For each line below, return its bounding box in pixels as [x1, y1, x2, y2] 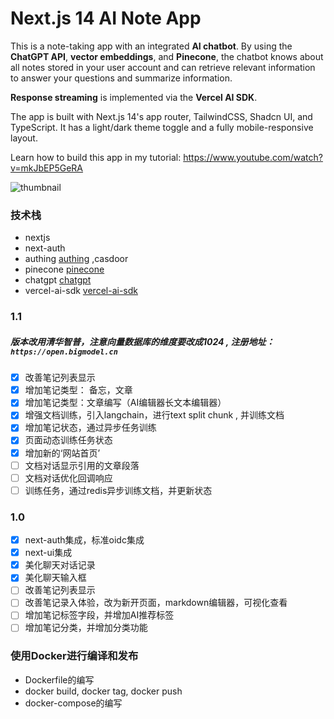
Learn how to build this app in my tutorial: [10, 151, 182, 163]
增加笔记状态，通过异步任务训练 [24, 422, 157, 434]
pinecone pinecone [24, 263, 105, 276]
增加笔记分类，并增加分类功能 [24, 622, 148, 634]
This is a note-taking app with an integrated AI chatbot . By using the [10, 40, 293, 52]
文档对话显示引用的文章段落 [24, 459, 140, 471]
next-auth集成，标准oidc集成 [24, 534, 145, 546]
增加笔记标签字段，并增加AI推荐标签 [24, 609, 175, 621]
